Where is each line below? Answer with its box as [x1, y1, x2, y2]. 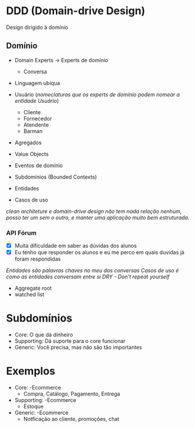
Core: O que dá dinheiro [14, 331, 74, 338]
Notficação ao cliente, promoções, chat [23, 416, 120, 423]
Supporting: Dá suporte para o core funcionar [14, 338, 125, 345]
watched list [14, 291, 45, 298]
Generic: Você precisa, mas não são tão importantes [14, 344, 143, 351]
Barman [23, 127, 43, 134]
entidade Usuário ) [14, 97, 59, 104]
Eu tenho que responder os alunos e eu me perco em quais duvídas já [14, 249, 184, 256]
